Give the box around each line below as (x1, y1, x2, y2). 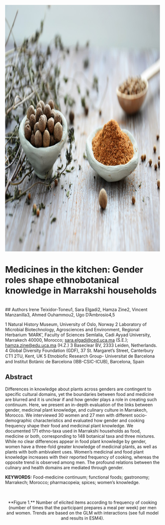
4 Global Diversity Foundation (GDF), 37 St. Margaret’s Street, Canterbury (5, 348, 154, 353)
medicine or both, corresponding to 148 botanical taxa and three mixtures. (5, 433, 156, 439)
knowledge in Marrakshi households (5, 285, 157, 296)
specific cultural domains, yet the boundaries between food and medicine (5, 391, 154, 397)
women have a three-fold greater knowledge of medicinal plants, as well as (5, 444, 157, 450)
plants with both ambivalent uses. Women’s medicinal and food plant (5, 449, 144, 455)
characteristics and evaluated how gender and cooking (33, 417, 145, 423)
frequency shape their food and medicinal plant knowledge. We (5, 422, 134, 428)
